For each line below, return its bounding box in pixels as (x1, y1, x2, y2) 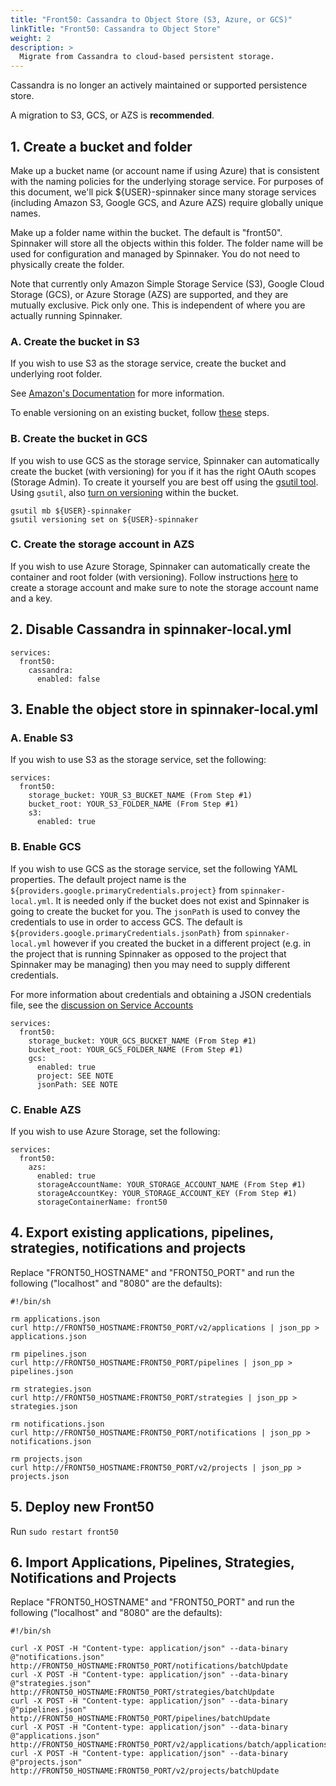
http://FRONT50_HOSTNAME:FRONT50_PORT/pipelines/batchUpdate (10, 1714, 271, 1724)
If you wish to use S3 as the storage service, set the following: (10, 754, 267, 766)
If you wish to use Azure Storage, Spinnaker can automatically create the (10, 560, 311, 572)
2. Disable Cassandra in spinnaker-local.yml (10, 621, 292, 638)
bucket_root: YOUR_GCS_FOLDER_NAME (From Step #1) (28, 1044, 244, 1055)
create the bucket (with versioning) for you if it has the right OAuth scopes (10, 465, 317, 477)
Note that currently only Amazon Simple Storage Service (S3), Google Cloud (10, 277, 325, 290)
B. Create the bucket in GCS (10, 432, 148, 446)
